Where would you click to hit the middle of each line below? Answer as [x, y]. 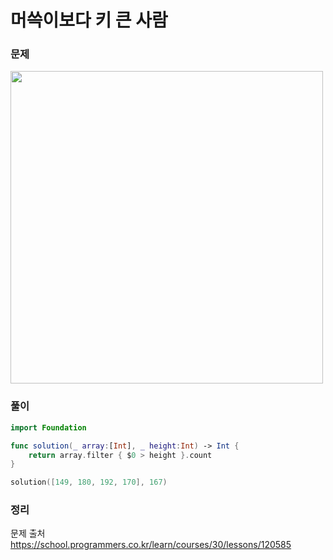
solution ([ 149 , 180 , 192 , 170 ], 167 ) [89, 482]
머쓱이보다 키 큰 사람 [89, 20]
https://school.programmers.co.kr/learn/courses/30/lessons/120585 [151, 545]
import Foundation [48, 427]
